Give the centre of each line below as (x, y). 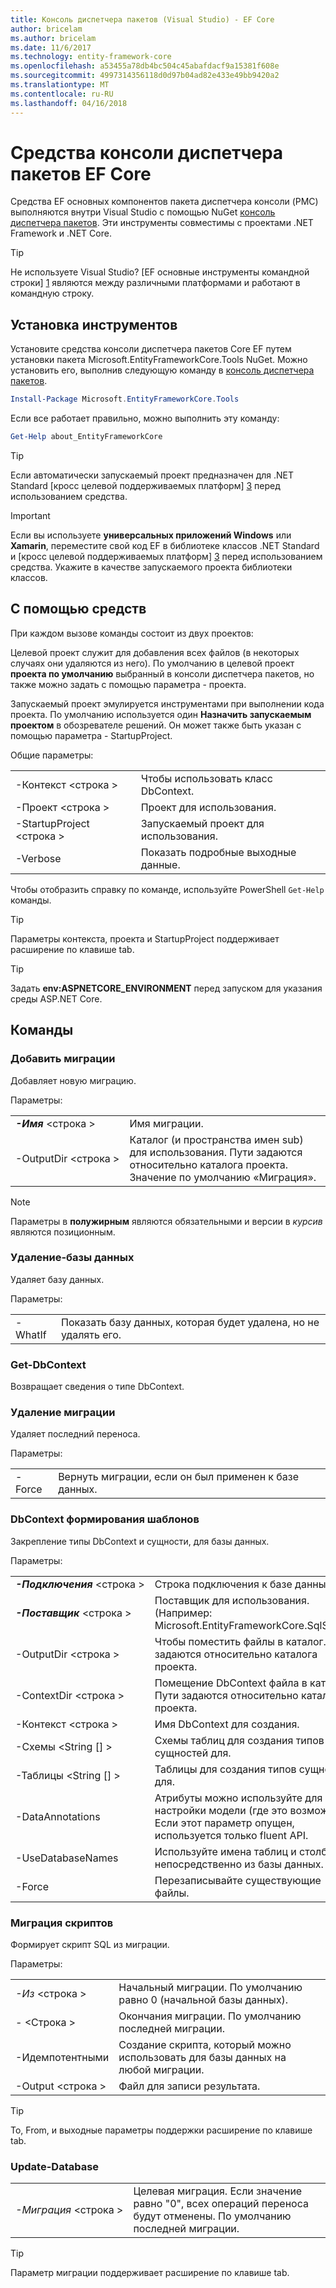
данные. (160, 864)
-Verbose (38, 858)
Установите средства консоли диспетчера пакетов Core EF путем (151, 349)
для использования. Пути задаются (216, 1152)
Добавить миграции (63, 1059)
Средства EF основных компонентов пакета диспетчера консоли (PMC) (164, 202)
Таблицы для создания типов (225, 1769)
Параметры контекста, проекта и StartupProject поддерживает (145, 938)
